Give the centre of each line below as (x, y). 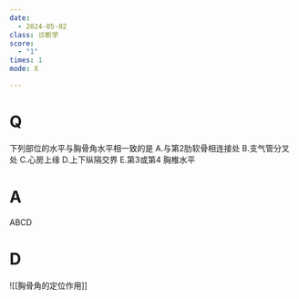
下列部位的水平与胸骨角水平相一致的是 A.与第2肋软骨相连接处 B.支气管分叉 (149, 148)
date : (20, 18)
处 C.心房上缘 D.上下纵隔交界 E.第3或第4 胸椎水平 (103, 160)
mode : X (24, 69)
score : (22, 43)
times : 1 (26, 60)
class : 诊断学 (34, 35)
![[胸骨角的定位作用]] (49, 285)
